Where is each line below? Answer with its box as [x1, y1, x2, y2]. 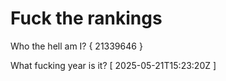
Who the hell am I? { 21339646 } [10, 40, 143, 52]
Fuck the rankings [10, 7, 163, 30]
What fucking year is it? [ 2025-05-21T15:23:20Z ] [10, 59, 217, 71]
